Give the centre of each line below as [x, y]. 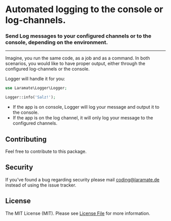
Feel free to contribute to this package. [46, 151]
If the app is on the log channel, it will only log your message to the [83, 118]
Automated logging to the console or [84, 9]
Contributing [26, 139]
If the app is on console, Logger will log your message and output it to [86, 107]
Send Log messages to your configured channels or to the [78, 36]
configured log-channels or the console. [48, 69]
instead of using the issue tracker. [41, 185]
